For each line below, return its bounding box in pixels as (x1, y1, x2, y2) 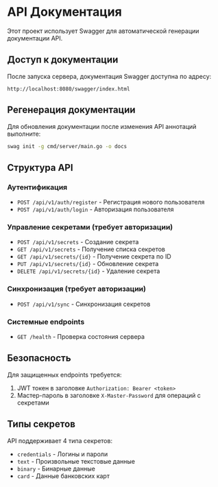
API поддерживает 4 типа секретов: (7, 436, 113, 444)
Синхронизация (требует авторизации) (7, 284, 146, 294)
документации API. (7, 34, 63, 42)
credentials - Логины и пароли (16, 450, 108, 458)
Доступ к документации (7, 54, 119, 66)
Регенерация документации (7, 104, 136, 116)
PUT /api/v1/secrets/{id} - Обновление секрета (16, 260, 159, 268)
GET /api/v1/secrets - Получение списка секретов (16, 245, 166, 254)
